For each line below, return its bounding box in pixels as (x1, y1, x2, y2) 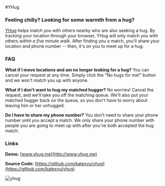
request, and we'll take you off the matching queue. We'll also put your (5, 92, 149, 98)
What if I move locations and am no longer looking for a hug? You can (5, 66, 149, 73)
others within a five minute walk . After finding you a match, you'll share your (5, 38, 160, 44)
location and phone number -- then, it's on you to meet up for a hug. (5, 43, 144, 49)
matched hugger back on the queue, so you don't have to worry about (5, 97, 148, 103)
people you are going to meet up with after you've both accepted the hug (5, 123, 154, 128)
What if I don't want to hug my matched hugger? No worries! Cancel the (5, 87, 154, 93)
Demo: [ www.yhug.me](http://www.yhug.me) (5, 151, 98, 157)
